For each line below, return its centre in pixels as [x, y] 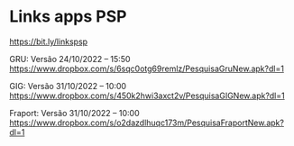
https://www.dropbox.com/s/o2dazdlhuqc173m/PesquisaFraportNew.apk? [147, 123]
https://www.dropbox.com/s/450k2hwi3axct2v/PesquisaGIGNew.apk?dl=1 [147, 96]
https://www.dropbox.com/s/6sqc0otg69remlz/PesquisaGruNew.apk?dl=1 [147, 68]
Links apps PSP [68, 17]
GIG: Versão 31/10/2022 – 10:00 [68, 86]
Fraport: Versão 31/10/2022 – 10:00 [74, 113]
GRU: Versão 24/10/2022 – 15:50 [70, 59]
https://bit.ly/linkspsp [49, 41]
